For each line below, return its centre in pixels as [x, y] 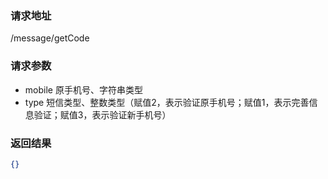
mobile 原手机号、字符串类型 [83, 89]
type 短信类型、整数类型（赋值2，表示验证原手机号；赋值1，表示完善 [167, 102]
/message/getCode [50, 38]
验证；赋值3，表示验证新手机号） [102, 114]
